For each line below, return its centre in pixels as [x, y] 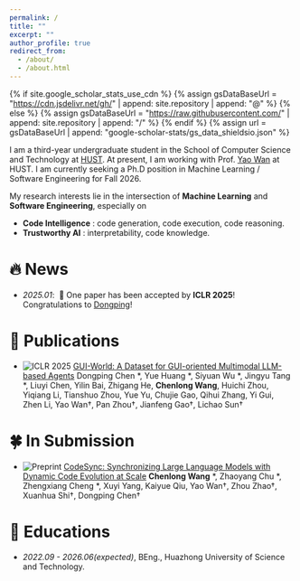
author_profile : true [50, 43]
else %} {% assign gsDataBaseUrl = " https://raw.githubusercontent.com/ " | [150, 113]
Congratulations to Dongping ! [77, 305]
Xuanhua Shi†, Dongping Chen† [81, 495]
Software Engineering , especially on [78, 205]
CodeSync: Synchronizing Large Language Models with [167, 466]
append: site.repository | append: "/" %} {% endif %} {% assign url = [138, 122]
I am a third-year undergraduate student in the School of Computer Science [150, 149]
